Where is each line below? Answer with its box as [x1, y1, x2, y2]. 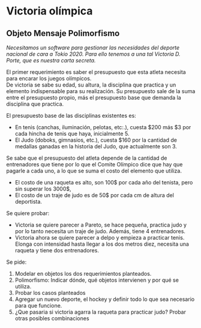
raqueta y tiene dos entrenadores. [14, 247, 99, 254]
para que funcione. [14, 302, 62, 309]
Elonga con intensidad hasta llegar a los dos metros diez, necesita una [14, 240, 189, 248]
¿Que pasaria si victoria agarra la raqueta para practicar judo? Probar [14, 308, 186, 315]
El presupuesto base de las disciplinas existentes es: [6, 112, 136, 119]
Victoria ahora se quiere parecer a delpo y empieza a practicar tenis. [14, 234, 185, 241]
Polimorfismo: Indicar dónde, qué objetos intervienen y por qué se [14, 276, 179, 284]
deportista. [14, 198, 42, 205]
